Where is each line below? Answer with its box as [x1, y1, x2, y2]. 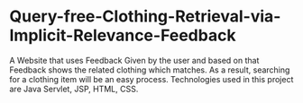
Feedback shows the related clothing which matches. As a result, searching [9, 64, 290, 75]
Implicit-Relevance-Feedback [9, 25, 236, 46]
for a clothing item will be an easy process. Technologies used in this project [9, 73, 294, 84]
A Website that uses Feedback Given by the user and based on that [9, 55, 260, 65]
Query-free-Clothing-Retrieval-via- [9, 6, 281, 27]
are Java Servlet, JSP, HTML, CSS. [9, 83, 139, 94]
